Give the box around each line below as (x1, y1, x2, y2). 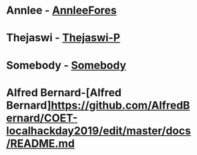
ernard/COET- (6, 111, 78, 124)
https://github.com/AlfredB (50, 98, 190, 112)
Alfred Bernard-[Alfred (6, 86, 122, 99)
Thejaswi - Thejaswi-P (6, 31, 121, 45)
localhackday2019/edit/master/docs (6, 124, 191, 138)
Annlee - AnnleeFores (6, 4, 117, 17)
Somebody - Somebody (6, 58, 127, 72)
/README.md (6, 136, 75, 150)
